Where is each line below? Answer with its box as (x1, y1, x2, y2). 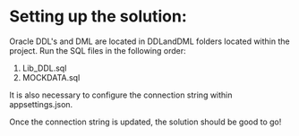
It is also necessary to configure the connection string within (9, 89, 233, 100)
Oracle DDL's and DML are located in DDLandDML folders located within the (9, 36, 290, 47)
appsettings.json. (9, 98, 73, 109)
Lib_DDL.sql (21, 63, 67, 73)
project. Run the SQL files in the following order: (9, 45, 186, 55)
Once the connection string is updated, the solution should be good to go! (9, 116, 282, 127)
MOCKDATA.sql (21, 72, 81, 82)
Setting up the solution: (9, 6, 188, 27)
